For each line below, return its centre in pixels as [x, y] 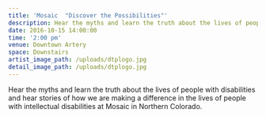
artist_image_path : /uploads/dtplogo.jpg [78, 60]
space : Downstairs [38, 52]
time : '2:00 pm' [35, 38]
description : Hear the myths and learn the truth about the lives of [125, 23]
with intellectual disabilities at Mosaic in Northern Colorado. [105, 106]
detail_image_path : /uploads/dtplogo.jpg [78, 67]
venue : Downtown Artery [47, 45]
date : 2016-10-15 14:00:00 [53, 30]
